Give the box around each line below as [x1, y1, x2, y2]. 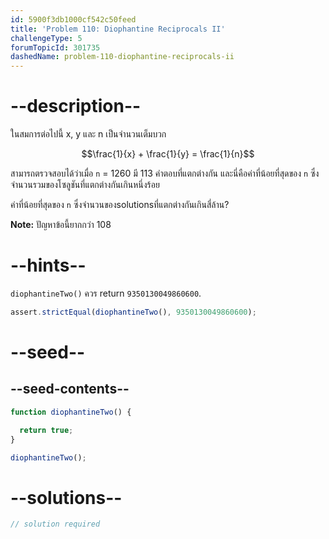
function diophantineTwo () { [10, 407, 132, 417]
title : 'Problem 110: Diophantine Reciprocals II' [10, 24, 226, 34]
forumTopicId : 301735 [10, 42, 101, 53]
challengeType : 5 [10, 33, 83, 43]
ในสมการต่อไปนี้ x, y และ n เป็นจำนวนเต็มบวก [10, 128, 167, 140]
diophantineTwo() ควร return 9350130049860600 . [10, 287, 202, 299]
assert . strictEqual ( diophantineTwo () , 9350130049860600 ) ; [10, 307, 257, 317]
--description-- [10, 95, 142, 118]
